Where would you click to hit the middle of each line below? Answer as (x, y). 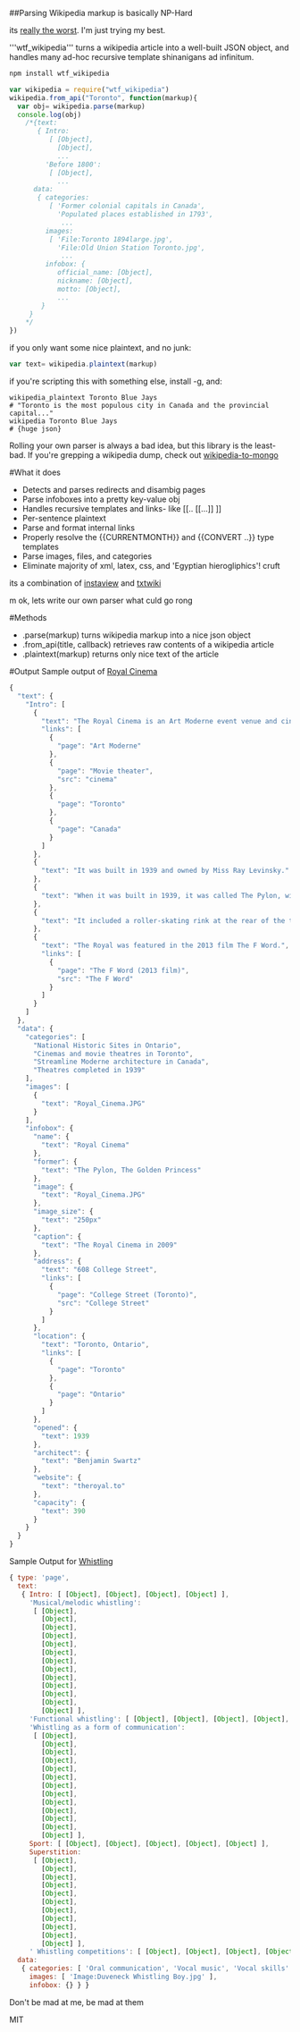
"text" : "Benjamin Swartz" (92, 1461)
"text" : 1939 (66, 1436)
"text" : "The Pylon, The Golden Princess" (121, 1170)
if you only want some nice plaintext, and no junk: (100, 348)
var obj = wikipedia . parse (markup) (81, 106)
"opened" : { (55, 1427)
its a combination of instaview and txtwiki (85, 583)
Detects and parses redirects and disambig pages (114, 490)
